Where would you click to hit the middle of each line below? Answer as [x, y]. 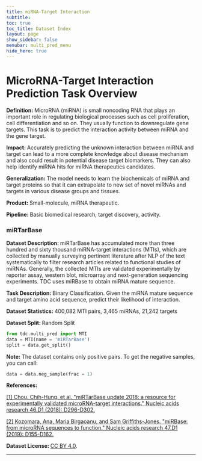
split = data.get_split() [38, 345]
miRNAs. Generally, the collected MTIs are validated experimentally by [93, 268]
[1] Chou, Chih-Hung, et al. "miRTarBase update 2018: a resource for [91, 397]
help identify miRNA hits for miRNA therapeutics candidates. [81, 167]
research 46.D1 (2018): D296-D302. [50, 410]
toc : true [19, 23]
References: [22, 385]
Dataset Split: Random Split [41, 323]
